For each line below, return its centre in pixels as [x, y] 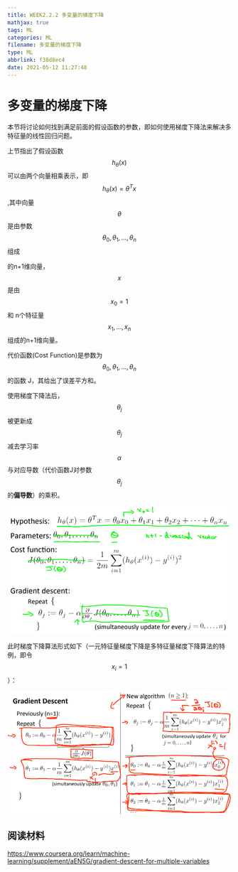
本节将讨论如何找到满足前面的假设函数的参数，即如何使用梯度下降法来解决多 [119, 127]
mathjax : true [28, 22]
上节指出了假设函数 [36, 151]
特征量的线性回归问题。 [42, 136]
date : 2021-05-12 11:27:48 [47, 68]
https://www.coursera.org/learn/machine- [69, 854]
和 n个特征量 [26, 315]
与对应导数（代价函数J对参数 [50, 470]
